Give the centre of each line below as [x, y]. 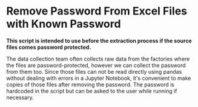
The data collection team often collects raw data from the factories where [98, 59]
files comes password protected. [49, 47]
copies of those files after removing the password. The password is [90, 84]
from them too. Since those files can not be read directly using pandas [94, 71]
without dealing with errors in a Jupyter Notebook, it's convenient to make [99, 78]
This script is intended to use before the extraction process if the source [99, 41]
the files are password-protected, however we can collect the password [96, 65]
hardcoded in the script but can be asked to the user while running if [92, 91]
